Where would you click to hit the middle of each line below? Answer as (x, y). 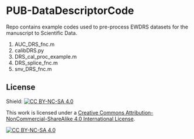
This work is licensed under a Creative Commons (65, 112)
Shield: (14, 101)
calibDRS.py (29, 50)
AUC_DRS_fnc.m (34, 44)
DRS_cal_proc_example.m (46, 56)
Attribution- (139, 112)
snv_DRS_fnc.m (33, 69)
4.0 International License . (105, 119)
